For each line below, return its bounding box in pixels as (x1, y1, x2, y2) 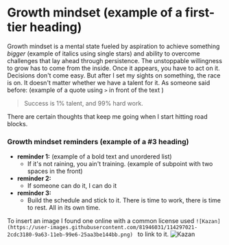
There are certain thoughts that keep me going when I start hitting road (7, 112, 208, 121)
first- (184, 5, 215, 21)
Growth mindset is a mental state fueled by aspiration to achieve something (7, 42, 220, 50)
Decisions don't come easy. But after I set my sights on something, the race (7, 71, 221, 80)
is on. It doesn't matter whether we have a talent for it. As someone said (7, 78, 210, 86)
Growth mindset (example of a (7, 5, 183, 21)
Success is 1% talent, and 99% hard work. (23, 99, 144, 107)
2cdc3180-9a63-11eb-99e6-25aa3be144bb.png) (7, 231, 134, 238)
